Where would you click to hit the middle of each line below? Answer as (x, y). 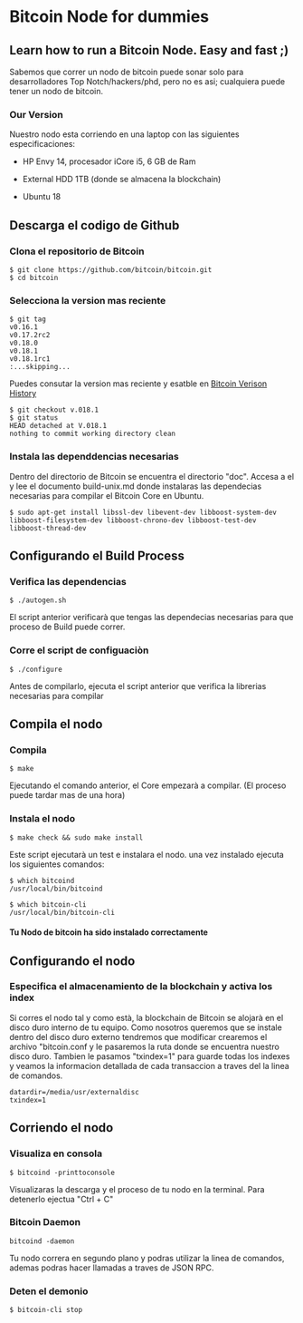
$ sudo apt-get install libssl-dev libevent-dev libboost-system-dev (143, 512)
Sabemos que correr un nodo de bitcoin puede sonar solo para (127, 72)
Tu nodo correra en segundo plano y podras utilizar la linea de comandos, (147, 1258)
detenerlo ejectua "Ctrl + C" (62, 1199)
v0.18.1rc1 (30, 359)
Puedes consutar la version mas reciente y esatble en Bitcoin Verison (138, 384)
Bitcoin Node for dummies (109, 17)
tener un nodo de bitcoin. (57, 91)
